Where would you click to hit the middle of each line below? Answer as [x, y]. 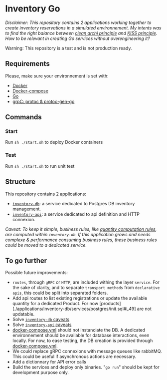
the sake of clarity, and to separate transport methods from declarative [86, 288]
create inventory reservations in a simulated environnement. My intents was [83, 27]
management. [27, 209]
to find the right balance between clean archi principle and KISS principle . [81, 33]
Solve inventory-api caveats [42, 325]
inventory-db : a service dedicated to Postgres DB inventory [74, 203]
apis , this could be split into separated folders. [60, 293]
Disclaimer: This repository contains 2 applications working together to [78, 22]
